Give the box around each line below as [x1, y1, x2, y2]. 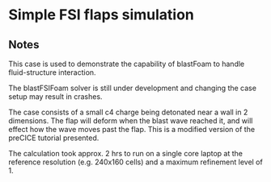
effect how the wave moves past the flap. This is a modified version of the [8, 125, 256, 134]
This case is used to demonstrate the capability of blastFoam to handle [8, 59, 245, 68]
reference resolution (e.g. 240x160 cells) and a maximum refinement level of [8, 157, 263, 167]
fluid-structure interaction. [8, 68, 96, 77]
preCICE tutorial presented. [8, 133, 100, 143]
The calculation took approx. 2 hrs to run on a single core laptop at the [8, 149, 243, 158]
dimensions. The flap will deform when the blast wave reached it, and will [8, 116, 253, 126]
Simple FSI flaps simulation [8, 6, 194, 24]
